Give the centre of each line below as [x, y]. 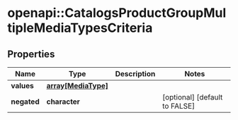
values [22, 86]
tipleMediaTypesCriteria [80, 28]
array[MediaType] [77, 86]
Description [135, 74]
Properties [31, 54]
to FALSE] [178, 106]
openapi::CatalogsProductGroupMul [117, 13]
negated [25, 102]
